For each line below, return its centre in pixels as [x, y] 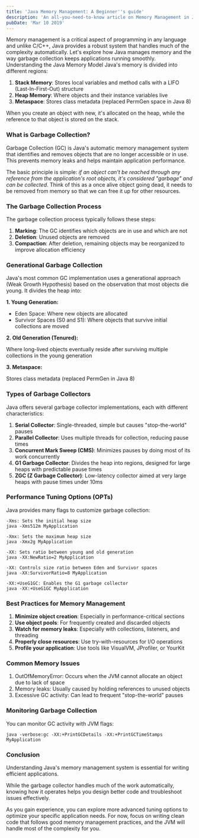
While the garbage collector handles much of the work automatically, [90, 786]
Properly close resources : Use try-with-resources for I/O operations [99, 642]
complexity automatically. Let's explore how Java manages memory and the [99, 52]
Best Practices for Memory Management [66, 603]
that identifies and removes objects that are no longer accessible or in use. [97, 154]
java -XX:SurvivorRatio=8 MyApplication [57, 573]
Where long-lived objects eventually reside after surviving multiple [87, 349]
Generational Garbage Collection [54, 265]
